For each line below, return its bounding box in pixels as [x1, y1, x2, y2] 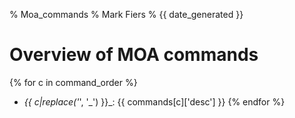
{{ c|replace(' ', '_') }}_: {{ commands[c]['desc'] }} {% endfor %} [23, 95, 286, 108]
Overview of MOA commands [9, 44, 259, 66]
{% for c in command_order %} [9, 76, 138, 88]
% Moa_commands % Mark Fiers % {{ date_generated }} [9, 9, 244, 20]
